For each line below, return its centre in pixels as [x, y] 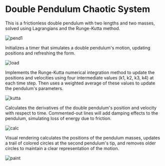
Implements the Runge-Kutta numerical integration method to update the [80, 72]
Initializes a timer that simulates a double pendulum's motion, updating [78, 47]
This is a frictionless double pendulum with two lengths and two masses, [80, 23]
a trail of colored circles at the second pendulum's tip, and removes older [80, 143]
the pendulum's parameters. [34, 88]
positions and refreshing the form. [40, 53]
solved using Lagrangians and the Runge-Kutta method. [63, 28]
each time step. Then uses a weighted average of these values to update [80, 83]
